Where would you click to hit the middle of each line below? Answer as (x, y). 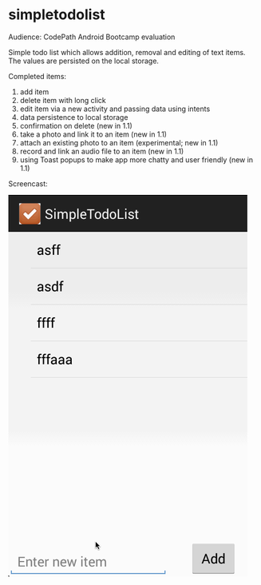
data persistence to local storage (74, 117)
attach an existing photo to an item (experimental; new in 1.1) (119, 142)
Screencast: (28, 183)
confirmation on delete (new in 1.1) (76, 125)
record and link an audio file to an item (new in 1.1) (102, 151)
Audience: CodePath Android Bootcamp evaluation (92, 37)
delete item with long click (63, 100)
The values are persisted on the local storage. (84, 61)
